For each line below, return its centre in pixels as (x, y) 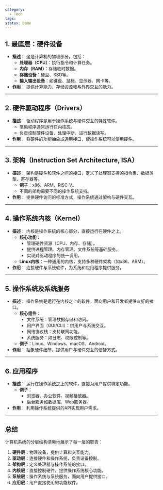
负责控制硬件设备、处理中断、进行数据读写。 (64, 133)
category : (15, 9)
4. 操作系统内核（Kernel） (44, 219)
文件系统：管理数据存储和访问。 (58, 319)
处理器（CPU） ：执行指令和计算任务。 (57, 63)
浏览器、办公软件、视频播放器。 (58, 396)
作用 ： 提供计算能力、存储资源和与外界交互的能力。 (64, 87)
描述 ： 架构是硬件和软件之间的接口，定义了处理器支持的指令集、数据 (81, 173)
